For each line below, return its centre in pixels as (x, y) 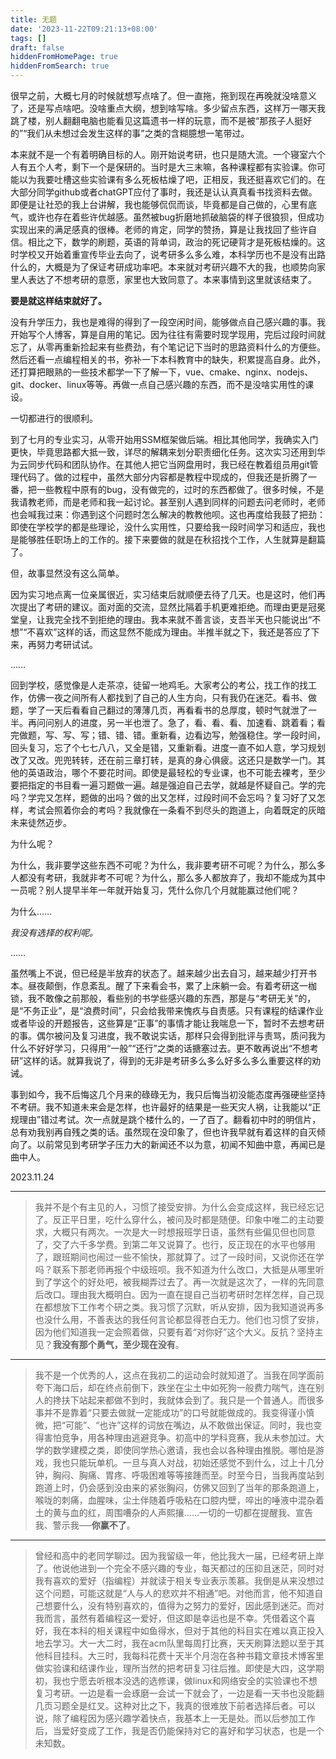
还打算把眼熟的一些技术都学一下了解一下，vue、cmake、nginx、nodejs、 (162, 372)
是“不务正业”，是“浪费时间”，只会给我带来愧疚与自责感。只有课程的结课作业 (167, 1010)
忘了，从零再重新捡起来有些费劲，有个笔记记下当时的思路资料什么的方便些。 (168, 347)
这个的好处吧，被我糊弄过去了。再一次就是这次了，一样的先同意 (193, 1282)
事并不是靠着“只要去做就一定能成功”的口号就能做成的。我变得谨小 (170, 1412)
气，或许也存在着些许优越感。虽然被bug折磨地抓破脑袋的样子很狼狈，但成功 (167, 217)
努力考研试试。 (67, 644)
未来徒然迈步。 (41, 822)
